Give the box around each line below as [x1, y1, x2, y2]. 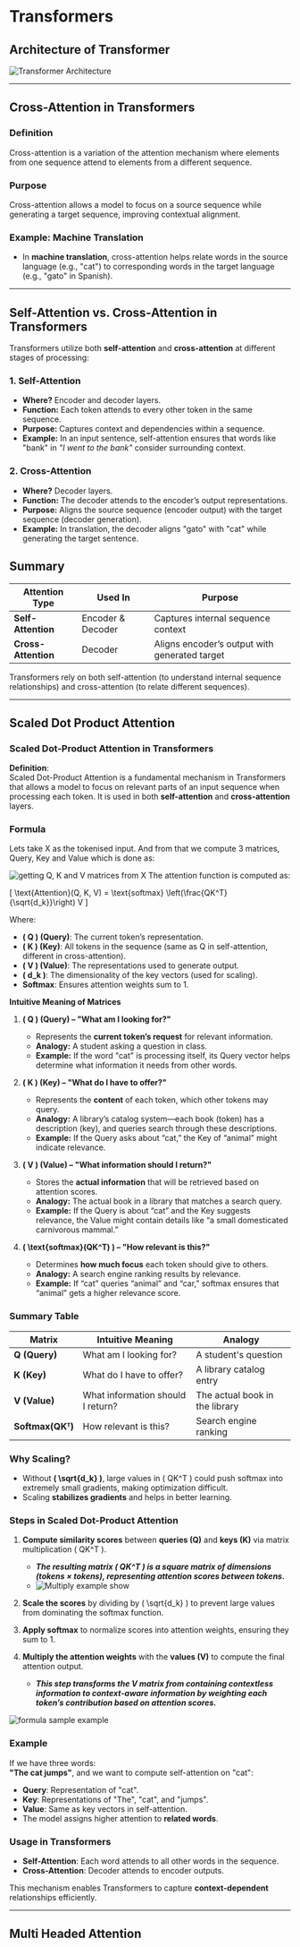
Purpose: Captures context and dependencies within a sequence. [21, 424, 265, 434]
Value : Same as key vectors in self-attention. [21, 1803, 187, 1814]
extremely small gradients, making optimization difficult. [21, 1482, 229, 1493]
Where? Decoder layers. [21, 485, 113, 496]
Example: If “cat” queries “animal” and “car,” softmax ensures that [35, 1278, 279, 1289]
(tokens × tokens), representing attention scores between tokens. [35, 1571, 286, 1582]
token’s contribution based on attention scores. [35, 1697, 217, 1708]
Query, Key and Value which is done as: [9, 853, 155, 863]
